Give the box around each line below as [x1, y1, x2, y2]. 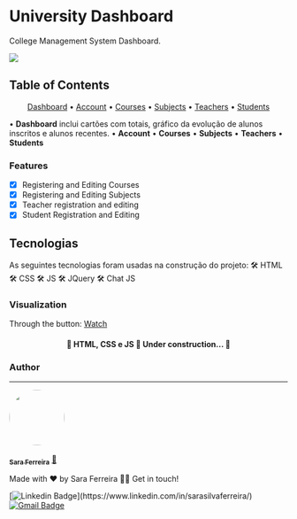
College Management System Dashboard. [9, 35, 162, 46]
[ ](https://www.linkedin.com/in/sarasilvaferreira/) [9, 491, 253, 501]
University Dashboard [9, 6, 174, 27]
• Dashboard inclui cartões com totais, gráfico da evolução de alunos [9, 118, 263, 129]
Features [9, 159, 49, 172]
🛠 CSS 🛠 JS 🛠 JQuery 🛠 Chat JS [9, 273, 136, 284]
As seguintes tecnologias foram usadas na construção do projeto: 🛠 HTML [9, 259, 283, 271]
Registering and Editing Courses [21, 180, 140, 190]
